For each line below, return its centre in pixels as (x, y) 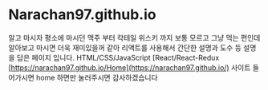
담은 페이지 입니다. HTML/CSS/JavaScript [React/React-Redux (118, 57)
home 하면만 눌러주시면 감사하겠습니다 (97, 77)
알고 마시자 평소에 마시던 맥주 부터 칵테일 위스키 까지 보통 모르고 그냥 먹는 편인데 (134, 37)
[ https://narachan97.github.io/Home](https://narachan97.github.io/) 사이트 (130, 67)
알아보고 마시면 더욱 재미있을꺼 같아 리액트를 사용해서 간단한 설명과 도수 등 (125, 47)
